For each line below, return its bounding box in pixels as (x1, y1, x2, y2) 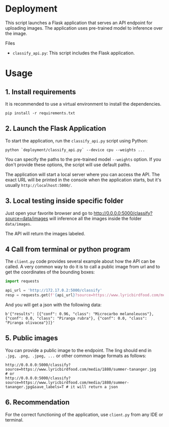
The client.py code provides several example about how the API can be (5, 258, 155, 264)
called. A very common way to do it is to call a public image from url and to (5, 264, 160, 270)
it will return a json (70, 384, 118, 389)
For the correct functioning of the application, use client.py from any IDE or (5, 411, 163, 417)
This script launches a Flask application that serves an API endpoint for (5, 20, 152, 26)
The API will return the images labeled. (5, 230, 86, 237)
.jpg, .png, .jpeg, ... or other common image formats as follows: (5, 352, 147, 359)
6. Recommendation (5, 398, 70, 407)
